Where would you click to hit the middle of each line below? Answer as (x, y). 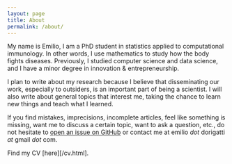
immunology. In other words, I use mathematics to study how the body (108, 54)
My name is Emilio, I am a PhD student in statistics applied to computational (116, 47)
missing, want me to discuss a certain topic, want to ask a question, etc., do (116, 125)
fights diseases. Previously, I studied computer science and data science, (113, 61)
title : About (26, 20)
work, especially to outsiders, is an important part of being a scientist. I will (115, 89)
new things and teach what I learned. (60, 104)
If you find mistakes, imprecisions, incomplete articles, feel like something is (116, 117)
